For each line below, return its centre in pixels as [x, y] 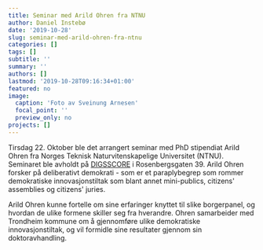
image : [19, 96]
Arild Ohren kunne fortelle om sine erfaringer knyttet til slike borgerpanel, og [131, 204]
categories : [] [33, 45]
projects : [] [29, 125]
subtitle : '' [29, 60]
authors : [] [27, 74]
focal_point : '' [42, 111]
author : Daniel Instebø [47, 23]
